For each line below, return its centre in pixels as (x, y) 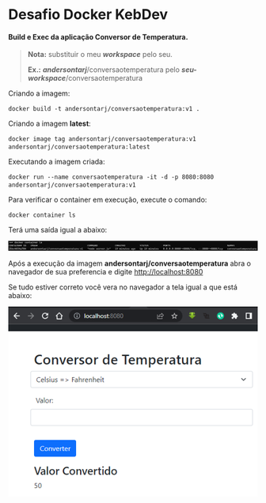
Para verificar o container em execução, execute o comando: (108, 200)
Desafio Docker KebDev (88, 15)
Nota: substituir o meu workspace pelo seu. (100, 55)
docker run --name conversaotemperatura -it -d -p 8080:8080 (111, 177)
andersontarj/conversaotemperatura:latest (79, 147)
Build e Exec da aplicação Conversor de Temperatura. (98, 36)
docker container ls (42, 215)
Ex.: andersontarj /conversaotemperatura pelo (104, 70)
